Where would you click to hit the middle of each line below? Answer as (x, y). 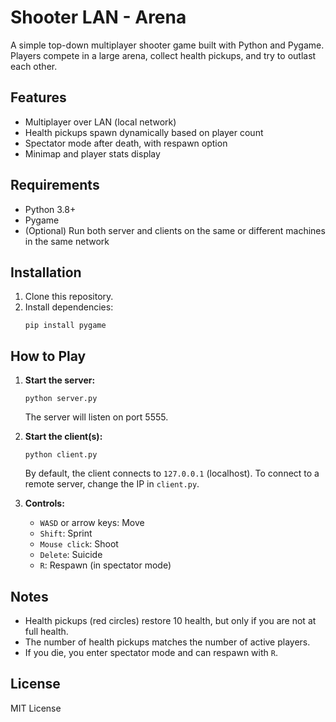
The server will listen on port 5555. (96, 417)
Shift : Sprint (66, 533)
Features (38, 97)
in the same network (67, 241)
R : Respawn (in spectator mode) (105, 565)
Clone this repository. (69, 297)
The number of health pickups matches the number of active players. (167, 642)
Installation (46, 272)
